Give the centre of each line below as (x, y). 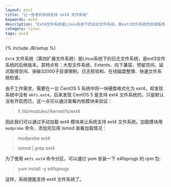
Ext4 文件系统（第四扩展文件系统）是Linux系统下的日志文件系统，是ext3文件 (85, 58)
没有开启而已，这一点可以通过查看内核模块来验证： (59, 101)
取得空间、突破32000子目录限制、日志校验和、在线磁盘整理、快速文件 (83, 71)
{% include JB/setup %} (31, 48)
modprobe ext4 (34, 138)
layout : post (19, 10)
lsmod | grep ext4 (36, 148)
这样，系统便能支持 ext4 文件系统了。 (45, 179)
